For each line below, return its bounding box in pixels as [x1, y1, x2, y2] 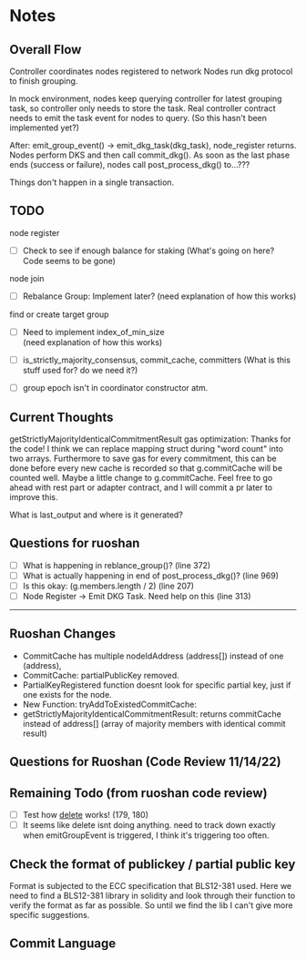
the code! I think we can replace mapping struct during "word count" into [9, 443, 284, 454]
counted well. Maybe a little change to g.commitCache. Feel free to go [9, 472, 273, 483]
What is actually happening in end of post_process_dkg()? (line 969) [22, 570, 280, 581]
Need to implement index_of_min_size [22, 326, 166, 337]
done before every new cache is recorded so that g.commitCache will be [9, 462, 283, 474]
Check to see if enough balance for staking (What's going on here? [22, 245, 275, 256]
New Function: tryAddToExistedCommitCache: [22, 699, 198, 710]
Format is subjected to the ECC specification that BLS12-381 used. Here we [9, 880, 292, 891]
